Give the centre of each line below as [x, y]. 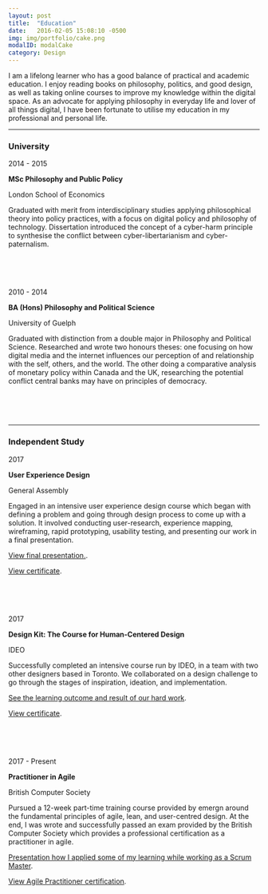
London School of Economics [57, 195]
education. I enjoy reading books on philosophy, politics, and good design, [130, 84]
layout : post [30, 16]
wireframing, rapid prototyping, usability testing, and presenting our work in [132, 531]
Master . [21, 865]
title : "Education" [43, 23]
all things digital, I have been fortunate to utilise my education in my [119, 110]
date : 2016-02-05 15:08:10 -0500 [67, 30]
